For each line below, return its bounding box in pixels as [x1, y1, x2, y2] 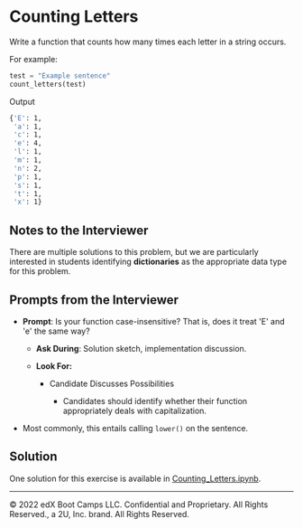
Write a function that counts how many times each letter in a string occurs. [9, 36, 287, 47]
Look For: [35, 360, 72, 372]
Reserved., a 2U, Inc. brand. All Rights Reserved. [9, 508, 189, 519]
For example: [9, 53, 59, 64]
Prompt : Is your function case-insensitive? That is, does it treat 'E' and [22, 316, 286, 326]
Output [9, 96, 35, 107]
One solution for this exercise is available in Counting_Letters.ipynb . [9, 473, 262, 484]
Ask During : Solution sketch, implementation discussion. [35, 343, 247, 354]
